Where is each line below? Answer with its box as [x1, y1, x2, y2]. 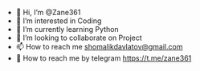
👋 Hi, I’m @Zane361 [15, 8, 81, 17]
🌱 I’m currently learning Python [15, 25, 119, 34]
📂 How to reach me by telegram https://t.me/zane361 [15, 53, 192, 63]
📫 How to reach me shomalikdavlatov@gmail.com [15, 42, 183, 51]
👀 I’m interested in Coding [15, 16, 102, 26]
